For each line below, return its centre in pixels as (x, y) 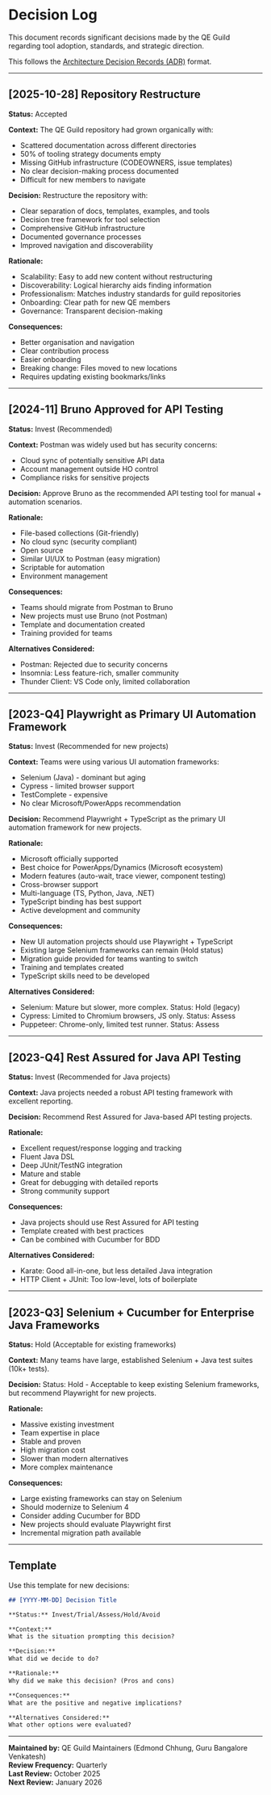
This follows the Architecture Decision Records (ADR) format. (110, 61)
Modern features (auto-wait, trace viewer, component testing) (123, 876)
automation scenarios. (45, 502)
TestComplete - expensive (64, 795)
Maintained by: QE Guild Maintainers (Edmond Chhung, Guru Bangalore (128, 1748)
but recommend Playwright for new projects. (83, 1393)
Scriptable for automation (62, 567)
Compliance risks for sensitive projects (85, 477)
